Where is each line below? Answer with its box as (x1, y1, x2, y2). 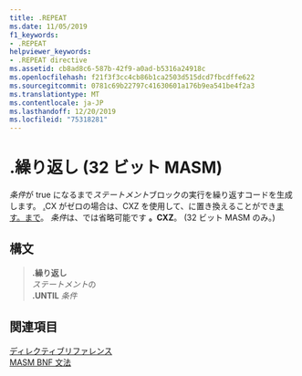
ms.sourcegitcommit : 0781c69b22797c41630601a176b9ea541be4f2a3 (9, 81, 255, 90)
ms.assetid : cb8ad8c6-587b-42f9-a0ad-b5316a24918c (9, 65, 206, 74)
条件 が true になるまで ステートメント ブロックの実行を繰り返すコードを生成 (9, 189, 294, 201)
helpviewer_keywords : (9, 47, 92, 57)
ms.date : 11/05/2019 (9, 22, 89, 31)
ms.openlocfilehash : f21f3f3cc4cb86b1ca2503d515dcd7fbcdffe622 (9, 73, 255, 82)
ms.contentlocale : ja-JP (9, 98, 104, 108)
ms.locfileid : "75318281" (9, 115, 108, 124)
